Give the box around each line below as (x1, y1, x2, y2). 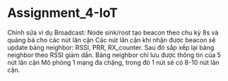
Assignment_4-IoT (7, 5, 118, 21)
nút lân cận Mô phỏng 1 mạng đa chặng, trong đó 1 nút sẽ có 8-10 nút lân (7, 58, 220, 66)
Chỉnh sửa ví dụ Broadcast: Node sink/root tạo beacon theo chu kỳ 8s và (7, 28, 219, 37)
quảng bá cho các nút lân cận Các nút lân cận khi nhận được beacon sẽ (7, 35, 216, 44)
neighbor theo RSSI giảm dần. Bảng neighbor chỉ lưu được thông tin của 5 (7, 51, 221, 59)
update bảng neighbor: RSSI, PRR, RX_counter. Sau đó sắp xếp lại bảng (7, 43, 215, 51)
